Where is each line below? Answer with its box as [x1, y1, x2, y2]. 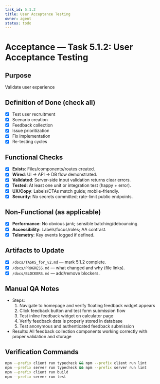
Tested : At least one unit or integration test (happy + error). [12, 183, 131, 188]
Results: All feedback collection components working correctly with [12, 329, 147, 334]
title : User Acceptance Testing [5, 12, 71, 17]
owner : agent [5, 16, 32, 21]
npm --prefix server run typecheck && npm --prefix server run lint [5, 366, 147, 370]
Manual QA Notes [5, 285, 59, 293]
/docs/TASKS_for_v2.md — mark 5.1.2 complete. [12, 259, 106, 265]
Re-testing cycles [12, 139, 48, 145]
